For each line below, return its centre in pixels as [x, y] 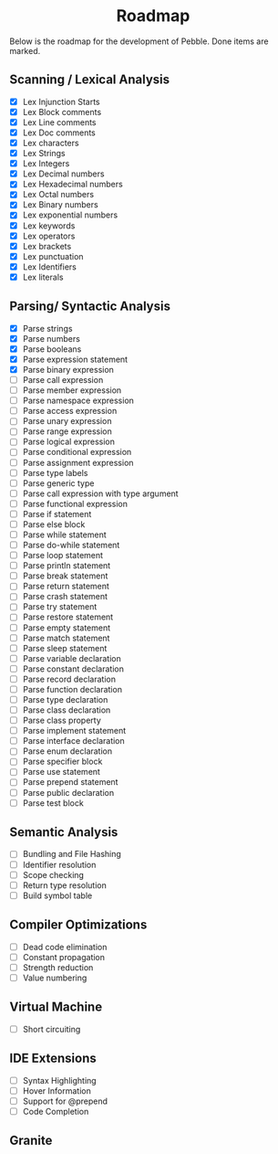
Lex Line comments [59, 122]
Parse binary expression [68, 369]
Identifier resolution [59, 864]
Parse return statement [66, 587]
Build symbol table [57, 895]
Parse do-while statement [71, 545]
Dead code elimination [65, 947]
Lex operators [49, 236]
